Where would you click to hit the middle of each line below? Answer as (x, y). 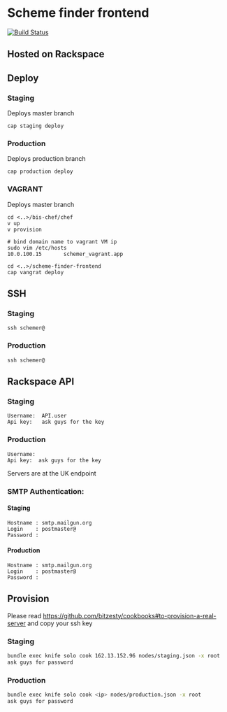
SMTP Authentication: (46, 491)
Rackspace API (41, 382)
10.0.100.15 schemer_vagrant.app (65, 254)
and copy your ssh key (60, 623)
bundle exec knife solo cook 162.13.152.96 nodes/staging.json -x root (113, 656)
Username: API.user (37, 416)
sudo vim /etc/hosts (37, 248)
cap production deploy (40, 172)
